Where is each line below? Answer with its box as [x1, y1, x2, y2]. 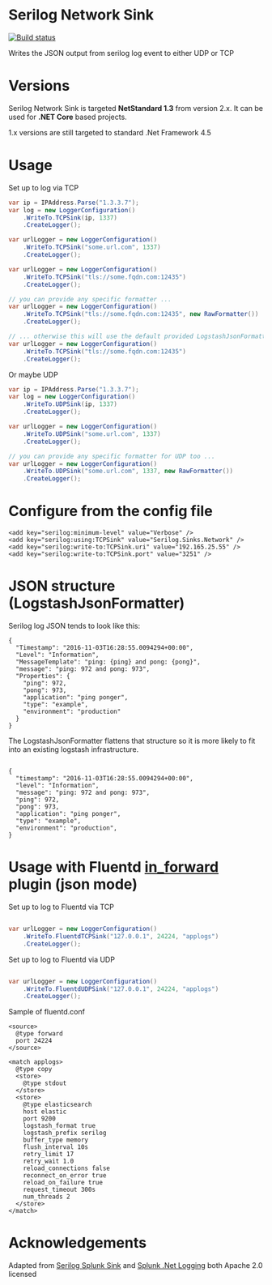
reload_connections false [23, 1164, 111, 1172]
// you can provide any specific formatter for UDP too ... [8, 452, 216, 460]
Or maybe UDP [8, 369, 58, 379]
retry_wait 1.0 [23, 1157, 74, 1166]
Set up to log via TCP [8, 182, 79, 192]
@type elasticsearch [23, 1100, 92, 1109]
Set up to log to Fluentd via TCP [8, 902, 115, 911]
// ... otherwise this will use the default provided [8, 332, 194, 341]
